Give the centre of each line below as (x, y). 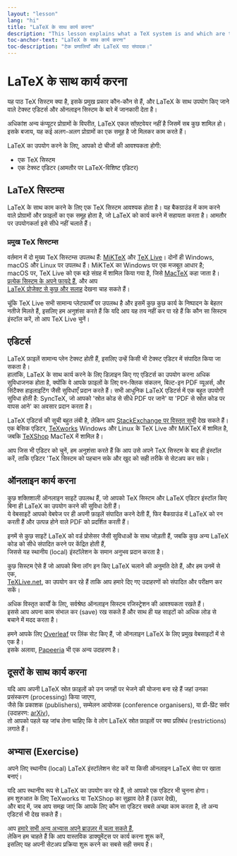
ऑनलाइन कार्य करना (42, 481)
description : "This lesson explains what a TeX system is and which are (116, 34)
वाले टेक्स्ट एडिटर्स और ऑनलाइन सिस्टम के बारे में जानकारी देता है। (83, 109)
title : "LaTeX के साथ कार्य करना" (51, 27)
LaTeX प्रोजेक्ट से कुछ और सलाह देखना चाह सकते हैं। (69, 289)
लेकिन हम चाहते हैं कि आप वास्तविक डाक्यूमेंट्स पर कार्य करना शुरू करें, (86, 836)
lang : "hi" (23, 20)
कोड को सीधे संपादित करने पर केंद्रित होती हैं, (57, 543)
